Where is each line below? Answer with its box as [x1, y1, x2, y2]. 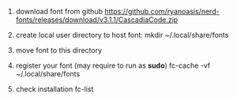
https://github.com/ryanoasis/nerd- [103, 7, 220, 16]
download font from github [15, 7, 103, 16]
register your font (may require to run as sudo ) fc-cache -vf [15, 61, 211, 70]
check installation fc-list [15, 84, 94, 94]
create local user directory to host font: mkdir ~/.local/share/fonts [15, 31, 229, 39]
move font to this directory [15, 46, 103, 54]
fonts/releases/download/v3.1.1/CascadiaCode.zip [15, 15, 179, 24]
